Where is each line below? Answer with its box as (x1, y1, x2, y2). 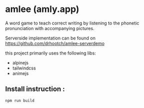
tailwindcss (12, 65, 36, 71)
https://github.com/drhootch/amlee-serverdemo (5, 40, 105, 46)
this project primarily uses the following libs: (5, 50, 96, 56)
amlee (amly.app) (5, 3, 79, 15)
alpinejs (12, 59, 29, 65)
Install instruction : (5, 85, 65, 93)
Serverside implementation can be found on (5, 35, 96, 41)
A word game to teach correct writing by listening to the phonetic (5, 20, 139, 26)
